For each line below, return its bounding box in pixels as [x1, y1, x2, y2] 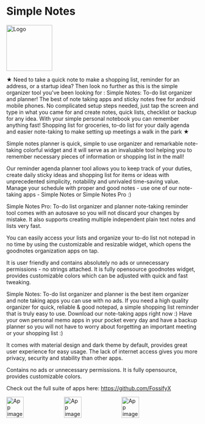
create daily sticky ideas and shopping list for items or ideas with [6, 171, 170, 178]
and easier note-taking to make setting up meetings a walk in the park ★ [6, 127, 189, 135]
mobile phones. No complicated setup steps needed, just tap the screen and [6, 102, 199, 109]
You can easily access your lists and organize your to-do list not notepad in [6, 234, 195, 241]
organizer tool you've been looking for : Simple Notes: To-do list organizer [6, 89, 193, 96]
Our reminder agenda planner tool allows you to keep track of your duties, [6, 164, 192, 172]
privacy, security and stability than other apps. [6, 354, 123, 362]
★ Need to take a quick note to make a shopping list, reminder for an [6, 75, 180, 83]
